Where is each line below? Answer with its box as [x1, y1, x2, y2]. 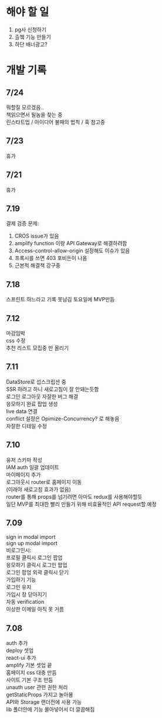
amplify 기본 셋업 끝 [6, 661, 52, 669]
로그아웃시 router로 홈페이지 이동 [6, 478, 82, 485]
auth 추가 [6, 640, 28, 647]
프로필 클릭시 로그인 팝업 [6, 554, 63, 561]
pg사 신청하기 [14, 26, 47, 33]
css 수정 [6, 337, 26, 344]
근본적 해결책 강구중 [14, 262, 60, 269]
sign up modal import [6, 540, 58, 547]
